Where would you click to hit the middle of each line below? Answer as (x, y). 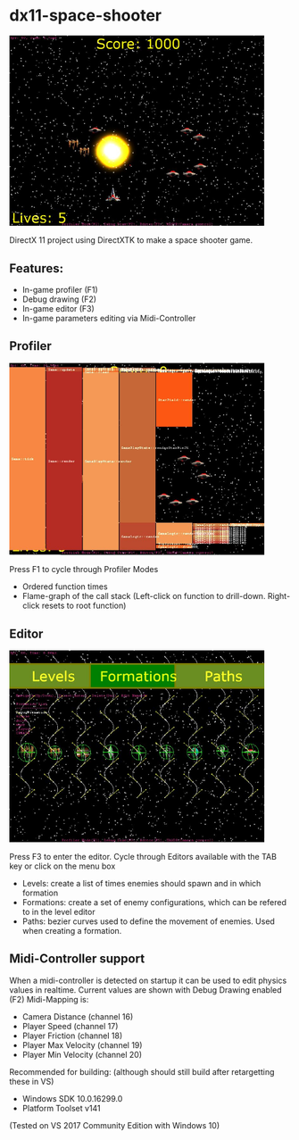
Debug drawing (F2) (59, 299)
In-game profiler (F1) (60, 290)
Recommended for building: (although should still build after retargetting (142, 1071)
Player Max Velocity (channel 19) (82, 1044)
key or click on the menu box (62, 866)
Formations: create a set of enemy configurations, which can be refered (154, 902)
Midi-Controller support (77, 959)
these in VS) (32, 1081)
